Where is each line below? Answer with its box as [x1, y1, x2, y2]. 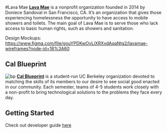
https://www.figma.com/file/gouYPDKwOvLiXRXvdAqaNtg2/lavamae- [5, 40, 148, 46]
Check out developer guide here [5, 122, 71, 128]
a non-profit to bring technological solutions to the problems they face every [5, 89, 163, 95]
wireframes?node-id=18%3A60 [5, 46, 70, 51]
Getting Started [5, 109, 54, 118]
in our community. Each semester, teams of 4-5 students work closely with [5, 84, 159, 90]
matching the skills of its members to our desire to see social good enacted [5, 78, 160, 84]
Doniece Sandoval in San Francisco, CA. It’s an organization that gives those [5, 9, 162, 15]
